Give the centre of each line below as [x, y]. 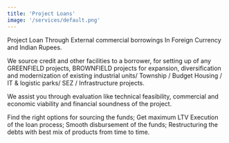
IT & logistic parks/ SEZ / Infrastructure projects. [76, 83]
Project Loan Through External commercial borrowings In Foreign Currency [114, 40]
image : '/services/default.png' [54, 20]
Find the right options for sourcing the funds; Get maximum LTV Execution [113, 117]
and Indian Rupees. [35, 47]
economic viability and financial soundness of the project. [90, 103]
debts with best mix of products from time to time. [79, 132]
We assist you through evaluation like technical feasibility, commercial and [113, 96]
